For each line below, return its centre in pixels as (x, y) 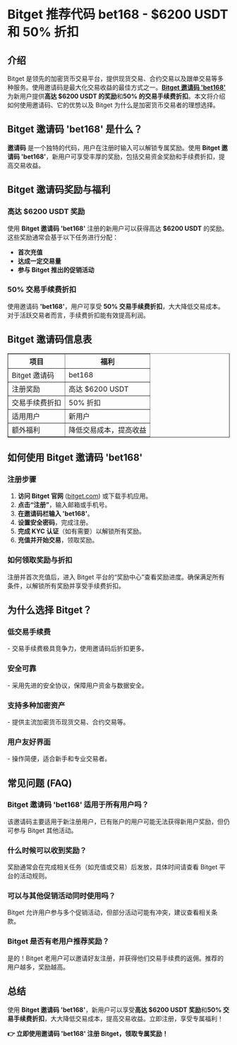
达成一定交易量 (39, 261)
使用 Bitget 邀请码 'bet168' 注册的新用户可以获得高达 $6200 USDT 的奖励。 (118, 228)
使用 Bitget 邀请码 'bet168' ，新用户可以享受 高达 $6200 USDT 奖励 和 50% (115, 1010)
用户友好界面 (29, 742)
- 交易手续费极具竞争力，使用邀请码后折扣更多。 (78, 649)
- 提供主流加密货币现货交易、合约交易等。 (68, 722)
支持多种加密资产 (36, 705)
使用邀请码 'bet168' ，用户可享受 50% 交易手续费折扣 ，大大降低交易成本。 (116, 306)
